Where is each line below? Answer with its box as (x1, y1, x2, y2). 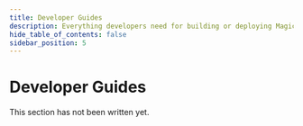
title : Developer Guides (9, 13, 103, 22)
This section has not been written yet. (9, 107, 150, 118)
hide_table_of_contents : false (9, 30, 127, 39)
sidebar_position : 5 (9, 38, 87, 48)
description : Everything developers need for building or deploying (9, 22, 272, 31)
